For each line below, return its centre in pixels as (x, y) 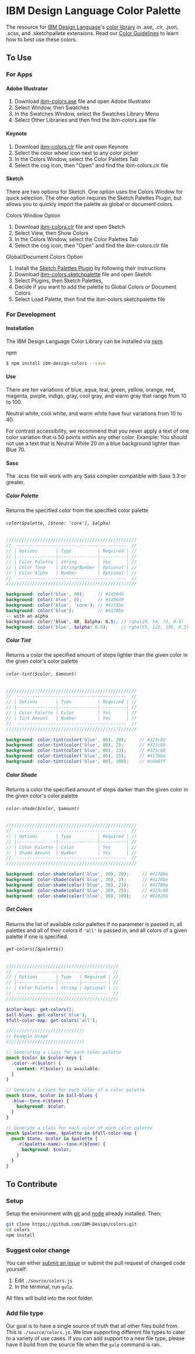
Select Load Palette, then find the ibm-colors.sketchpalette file (90, 299)
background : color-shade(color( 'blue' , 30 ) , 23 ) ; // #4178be (87, 885)
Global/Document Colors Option (45, 256)
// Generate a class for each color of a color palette (75, 1090)
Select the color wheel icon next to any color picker (76, 153)
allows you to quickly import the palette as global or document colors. (90, 204)
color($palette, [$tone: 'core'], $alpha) (58, 523)
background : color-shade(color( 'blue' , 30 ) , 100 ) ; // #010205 (87, 896)
